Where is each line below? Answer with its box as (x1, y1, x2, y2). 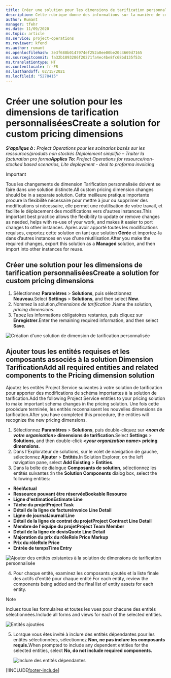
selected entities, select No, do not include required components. (13, 647, 153, 654)
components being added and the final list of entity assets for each (13, 581, 154, 587)
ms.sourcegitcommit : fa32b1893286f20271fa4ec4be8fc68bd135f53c (6, 55, 143, 60)
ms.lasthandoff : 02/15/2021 (6, 69, 65, 74)
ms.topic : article (6, 31, 45, 36)
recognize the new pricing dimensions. (6, 417, 87, 423)
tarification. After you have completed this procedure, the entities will (6, 412, 149, 418)
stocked (6, 161, 23, 167)
